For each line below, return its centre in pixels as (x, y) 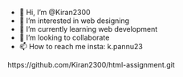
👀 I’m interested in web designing (74, 21)
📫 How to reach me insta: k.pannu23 (81, 46)
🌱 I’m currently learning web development (88, 29)
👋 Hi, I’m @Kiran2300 (55, 12)
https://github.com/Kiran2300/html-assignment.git (91, 65)
